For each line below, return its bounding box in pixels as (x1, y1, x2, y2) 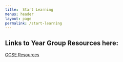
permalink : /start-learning (5, 21, 62, 26)
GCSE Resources (5, 52, 40, 58)
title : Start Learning (5, 7, 54, 12)
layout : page (5, 16, 32, 21)
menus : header (5, 12, 34, 17)
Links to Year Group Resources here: (5, 39, 119, 47)
